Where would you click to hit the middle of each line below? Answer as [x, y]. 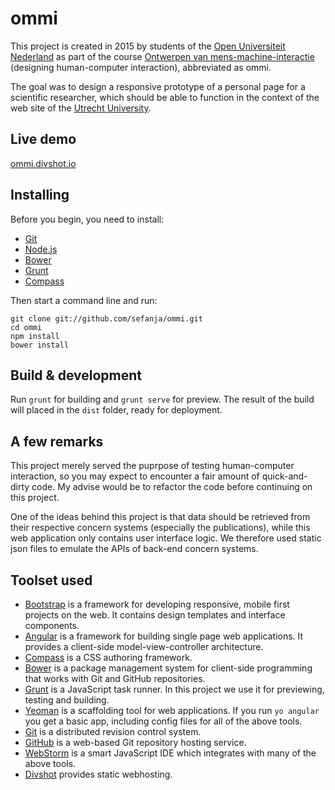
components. [52, 625]
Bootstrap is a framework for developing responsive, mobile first [157, 604]
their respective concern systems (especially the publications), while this [160, 528]
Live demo [43, 139]
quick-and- [284, 476]
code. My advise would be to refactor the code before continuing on [172, 487]
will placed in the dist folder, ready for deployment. [116, 410]
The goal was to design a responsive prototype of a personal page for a [158, 86]
